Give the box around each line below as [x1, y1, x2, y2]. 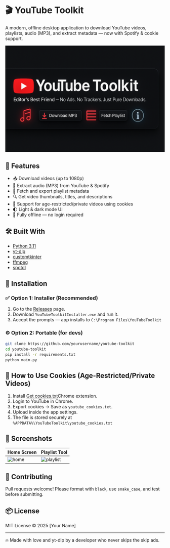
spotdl [12, 265, 26, 271]
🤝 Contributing [5, 472, 53, 481]
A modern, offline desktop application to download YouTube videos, [5, 24, 147, 31]
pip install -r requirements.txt [5, 352, 76, 357]
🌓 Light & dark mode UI [12, 206, 63, 213]
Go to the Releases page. [12, 306, 66, 312]
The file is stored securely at [12, 414, 72, 420]
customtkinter [12, 254, 42, 260]
